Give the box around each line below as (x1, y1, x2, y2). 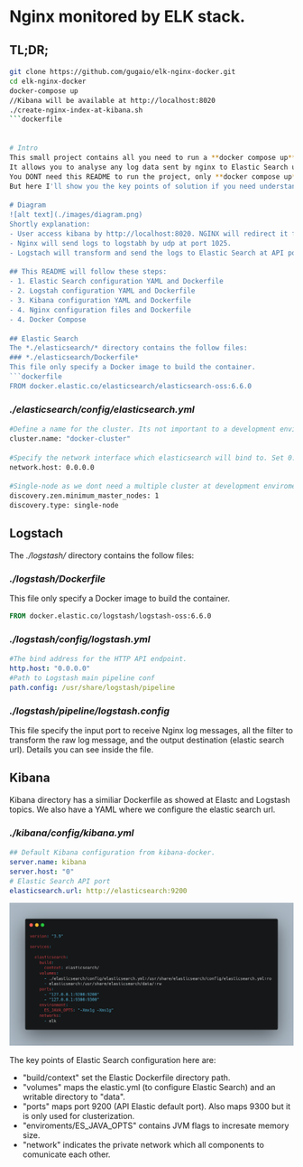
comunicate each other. (22, 1149, 111, 1160)
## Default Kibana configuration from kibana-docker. (9, 848, 216, 857)
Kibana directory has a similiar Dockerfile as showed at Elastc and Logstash (9, 794, 290, 805)
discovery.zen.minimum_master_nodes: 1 (9, 491, 160, 500)
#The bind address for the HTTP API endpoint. (9, 655, 188, 664)
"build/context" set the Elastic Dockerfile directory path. (22, 1072, 231, 1083)
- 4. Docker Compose (9, 314, 87, 324)
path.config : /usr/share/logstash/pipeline (9, 683, 176, 692)
